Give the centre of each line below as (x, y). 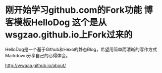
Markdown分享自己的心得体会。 (38, 55)
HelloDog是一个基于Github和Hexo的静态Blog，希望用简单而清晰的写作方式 (81, 49)
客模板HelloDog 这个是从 (56, 22)
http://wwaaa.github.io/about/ (35, 65)
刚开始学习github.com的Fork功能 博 (79, 10)
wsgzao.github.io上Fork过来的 (69, 35)
